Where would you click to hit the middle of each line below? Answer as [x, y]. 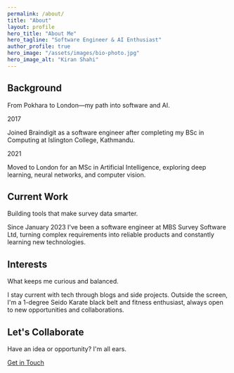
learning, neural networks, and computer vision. [77, 175]
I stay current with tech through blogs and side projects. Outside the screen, [118, 295]
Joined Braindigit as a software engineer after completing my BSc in [106, 132]
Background [34, 88]
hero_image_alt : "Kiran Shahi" [53, 60]
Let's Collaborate [46, 332]
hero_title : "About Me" [42, 33]
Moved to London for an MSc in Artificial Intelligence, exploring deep [107, 167]
